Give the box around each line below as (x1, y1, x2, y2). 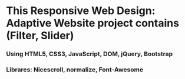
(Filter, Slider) (6, 29, 74, 42)
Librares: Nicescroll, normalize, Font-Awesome (6, 66, 143, 74)
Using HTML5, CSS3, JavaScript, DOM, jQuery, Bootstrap (6, 50, 173, 58)
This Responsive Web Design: (6, 4, 156, 18)
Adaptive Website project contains (6, 16, 180, 30)
